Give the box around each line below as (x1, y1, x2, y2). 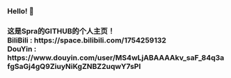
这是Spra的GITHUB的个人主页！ (7, 26, 115, 36)
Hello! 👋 (7, 6, 35, 16)
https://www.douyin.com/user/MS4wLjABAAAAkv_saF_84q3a (7, 52, 225, 62)
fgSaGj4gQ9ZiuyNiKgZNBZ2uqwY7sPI (7, 61, 141, 71)
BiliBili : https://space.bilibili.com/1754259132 (7, 35, 167, 45)
